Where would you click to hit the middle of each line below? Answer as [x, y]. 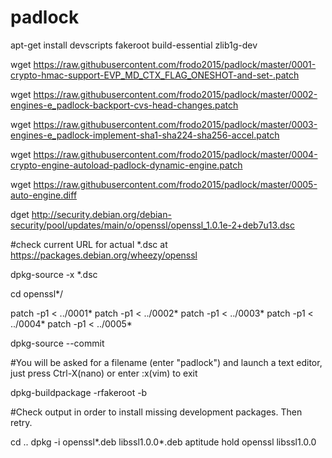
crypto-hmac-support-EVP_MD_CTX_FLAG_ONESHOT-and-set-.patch [155, 75]
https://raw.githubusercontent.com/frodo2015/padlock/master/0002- [175, 94]
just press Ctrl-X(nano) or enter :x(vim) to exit [104, 373]
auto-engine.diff [44, 195]
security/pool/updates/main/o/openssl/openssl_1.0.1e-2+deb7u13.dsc [152, 225]
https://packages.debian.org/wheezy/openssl [104, 255]
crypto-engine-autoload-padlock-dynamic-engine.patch [126, 165]
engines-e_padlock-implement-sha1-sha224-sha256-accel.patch [145, 135]
